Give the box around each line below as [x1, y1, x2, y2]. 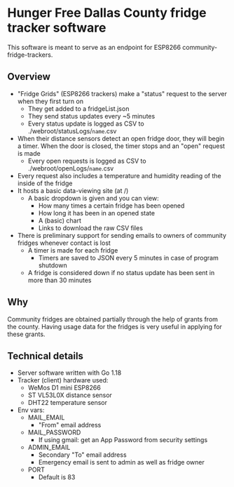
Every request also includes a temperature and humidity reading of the [17, 171, 222, 180]
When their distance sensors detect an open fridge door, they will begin [17, 134, 225, 142]
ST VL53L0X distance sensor [27, 391, 112, 399]
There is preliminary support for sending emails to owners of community [17, 231, 226, 239]
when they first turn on [17, 97, 84, 105]
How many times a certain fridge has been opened [38, 201, 185, 210]
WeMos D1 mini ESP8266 [27, 384, 102, 392]
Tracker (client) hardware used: [17, 376, 109, 385]
